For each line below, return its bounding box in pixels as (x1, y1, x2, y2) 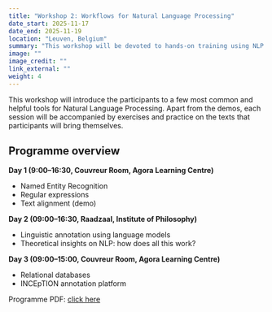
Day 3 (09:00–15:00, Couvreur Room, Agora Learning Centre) (8, 254, 221, 264)
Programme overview (8, 144, 121, 158)
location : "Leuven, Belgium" (8, 34, 107, 43)
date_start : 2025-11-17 (8, 19, 90, 28)
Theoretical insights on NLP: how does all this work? (20, 239, 196, 249)
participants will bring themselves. (8, 120, 124, 130)
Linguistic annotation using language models (20, 230, 171, 240)
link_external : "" (8, 65, 71, 73)
